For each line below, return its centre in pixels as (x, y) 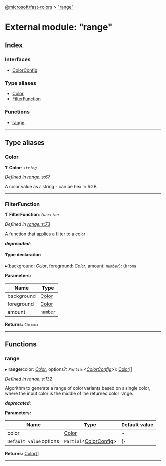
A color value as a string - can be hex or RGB (51, 187)
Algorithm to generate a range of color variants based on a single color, (78, 388)
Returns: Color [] (22, 454)
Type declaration (23, 255)
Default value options (33, 441)
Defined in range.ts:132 (29, 379)
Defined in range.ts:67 (28, 177)
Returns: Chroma (21, 324)
